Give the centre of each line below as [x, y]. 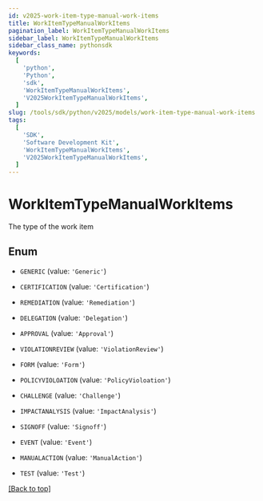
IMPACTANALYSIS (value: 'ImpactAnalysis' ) [88, 410]
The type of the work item [51, 227]
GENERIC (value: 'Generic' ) [63, 271]
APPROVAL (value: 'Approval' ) [67, 333]
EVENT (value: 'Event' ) [56, 442]
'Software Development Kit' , [71, 142]
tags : [17, 120]
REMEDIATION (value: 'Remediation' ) [78, 302]
